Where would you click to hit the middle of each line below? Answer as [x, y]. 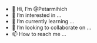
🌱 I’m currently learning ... [43, 21]
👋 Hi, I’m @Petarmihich [39, 9]
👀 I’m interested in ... [36, 15]
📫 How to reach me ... [39, 34]
